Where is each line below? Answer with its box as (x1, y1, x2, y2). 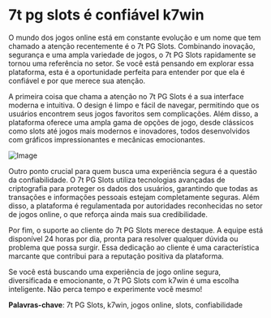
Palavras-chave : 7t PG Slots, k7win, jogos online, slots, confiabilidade (8, 299, 243, 310)
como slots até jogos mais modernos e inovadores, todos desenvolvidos (8, 126, 250, 136)
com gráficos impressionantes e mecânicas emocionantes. (8, 134, 205, 144)
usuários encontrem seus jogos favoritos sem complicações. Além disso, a (8, 108, 259, 119)
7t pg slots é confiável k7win (8, 6, 204, 24)
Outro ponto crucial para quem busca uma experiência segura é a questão (8, 166, 257, 176)
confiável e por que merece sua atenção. (8, 76, 146, 85)
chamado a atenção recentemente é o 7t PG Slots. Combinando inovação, (8, 41, 256, 50)
